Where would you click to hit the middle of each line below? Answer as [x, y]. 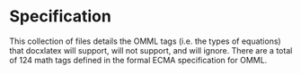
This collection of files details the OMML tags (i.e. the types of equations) [145, 41]
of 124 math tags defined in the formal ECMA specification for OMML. [138, 60]
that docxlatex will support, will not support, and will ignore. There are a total [151, 50]
